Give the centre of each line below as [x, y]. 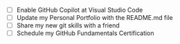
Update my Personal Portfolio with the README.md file [95, 18]
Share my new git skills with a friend [68, 25]
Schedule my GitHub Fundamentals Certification [85, 33]
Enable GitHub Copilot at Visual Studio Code [80, 10]
